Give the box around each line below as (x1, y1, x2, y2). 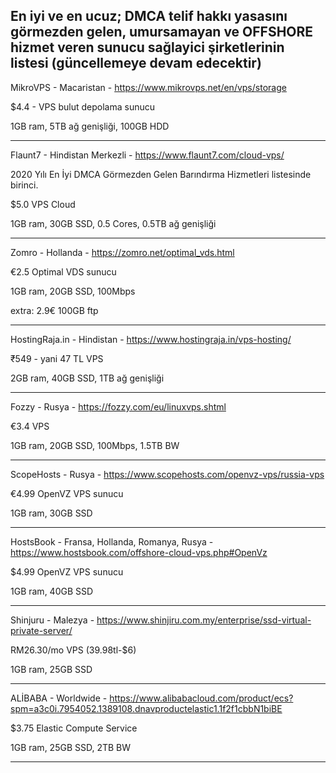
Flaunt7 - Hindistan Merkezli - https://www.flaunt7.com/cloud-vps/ (10, 149, 285, 161)
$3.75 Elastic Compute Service (10, 722, 138, 734)
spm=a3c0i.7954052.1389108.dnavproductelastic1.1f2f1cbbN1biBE (10, 702, 283, 714)
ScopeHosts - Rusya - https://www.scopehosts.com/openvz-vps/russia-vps (10, 468, 325, 480)
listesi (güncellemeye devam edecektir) (10, 55, 262, 72)
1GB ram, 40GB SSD (10, 585, 94, 597)
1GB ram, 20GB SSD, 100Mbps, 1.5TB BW (10, 439, 180, 451)
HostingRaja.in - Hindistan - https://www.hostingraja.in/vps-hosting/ (10, 333, 292, 345)
